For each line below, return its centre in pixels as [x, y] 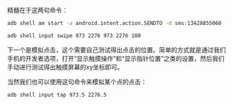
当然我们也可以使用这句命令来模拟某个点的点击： [77, 82]
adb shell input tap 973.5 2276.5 [57, 95]
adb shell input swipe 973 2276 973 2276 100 [74, 36]
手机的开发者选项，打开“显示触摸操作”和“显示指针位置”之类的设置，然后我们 [116, 58]
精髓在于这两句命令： [37, 10]
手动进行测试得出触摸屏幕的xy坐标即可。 [65, 67]
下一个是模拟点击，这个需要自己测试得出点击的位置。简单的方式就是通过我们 [116, 50]
